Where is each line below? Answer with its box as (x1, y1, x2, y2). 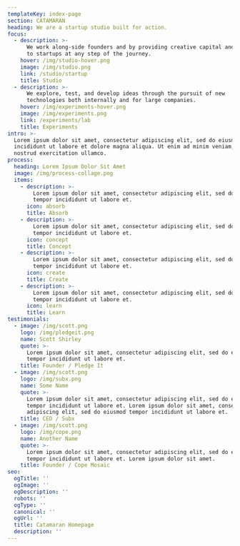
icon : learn (26, 303, 62, 310)
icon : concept (26, 236, 69, 243)
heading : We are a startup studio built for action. (7, 24, 168, 31)
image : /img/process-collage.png (14, 169, 114, 177)
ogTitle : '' (14, 475, 50, 482)
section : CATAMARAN (7, 17, 66, 24)
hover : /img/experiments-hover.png (20, 103, 126, 111)
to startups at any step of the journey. (26, 51, 152, 58)
